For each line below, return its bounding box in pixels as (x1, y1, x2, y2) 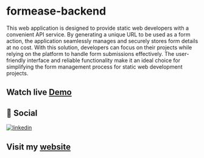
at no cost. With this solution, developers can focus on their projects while (6, 44, 192, 51)
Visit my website (6, 142, 71, 152)
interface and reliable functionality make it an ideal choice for (27, 57, 181, 64)
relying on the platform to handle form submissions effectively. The (6, 50, 175, 57)
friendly (6, 57, 26, 64)
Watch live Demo (6, 87, 72, 98)
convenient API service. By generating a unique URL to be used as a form (6, 30, 191, 38)
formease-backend (6, 4, 107, 18)
